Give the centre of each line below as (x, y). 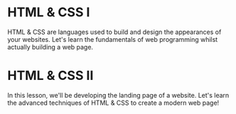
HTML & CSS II (50, 76)
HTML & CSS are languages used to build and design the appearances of (114, 32)
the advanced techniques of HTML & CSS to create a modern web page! (113, 103)
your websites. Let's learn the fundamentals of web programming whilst (113, 39)
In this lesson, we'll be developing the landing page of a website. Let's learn (118, 95)
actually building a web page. (50, 47)
